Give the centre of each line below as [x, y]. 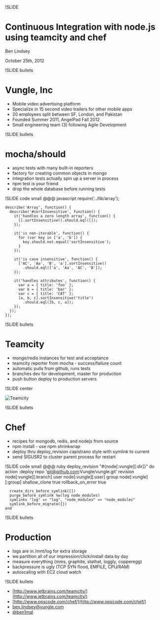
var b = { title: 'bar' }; [46, 289]
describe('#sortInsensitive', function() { [55, 211]
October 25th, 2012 [25, 61]
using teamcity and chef [56, 38]
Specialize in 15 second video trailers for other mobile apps [72, 109]
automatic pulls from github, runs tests [51, 368]
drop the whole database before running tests [59, 189]
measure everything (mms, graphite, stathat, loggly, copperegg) [77, 561]
